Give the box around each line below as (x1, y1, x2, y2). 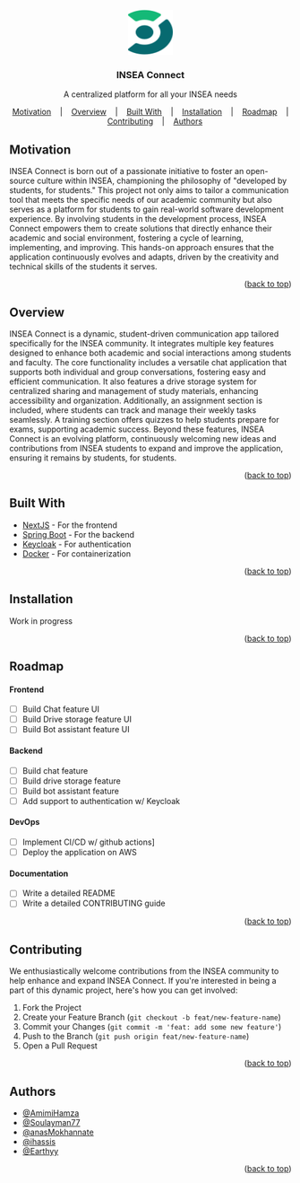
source (9, 175, 36, 187)
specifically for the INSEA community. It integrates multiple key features (9, 337, 275, 348)
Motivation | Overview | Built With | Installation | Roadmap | (12, 107, 289, 118)
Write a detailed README (21, 888, 116, 898)
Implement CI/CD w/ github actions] (21, 837, 155, 847)
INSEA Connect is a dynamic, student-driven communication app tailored (9, 328, 279, 339)
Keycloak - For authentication (21, 539, 132, 549)
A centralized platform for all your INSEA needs (64, 89, 237, 100)
